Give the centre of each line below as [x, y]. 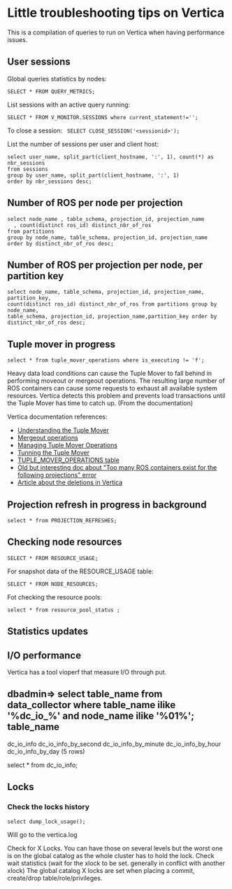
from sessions [28, 169]
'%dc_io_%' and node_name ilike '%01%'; [101, 716]
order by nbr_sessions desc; [50, 181]
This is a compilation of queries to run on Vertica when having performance [116, 32]
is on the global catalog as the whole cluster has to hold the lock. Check [111, 855]
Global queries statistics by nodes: [57, 79]
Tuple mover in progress [61, 344]
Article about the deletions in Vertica [70, 482]
